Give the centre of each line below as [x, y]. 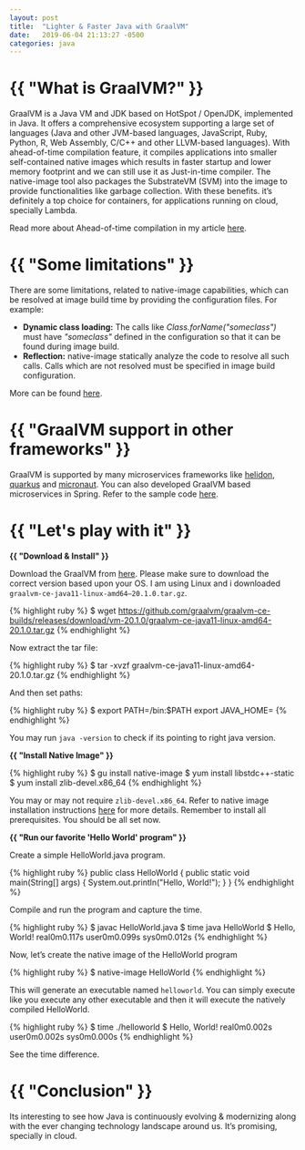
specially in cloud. [43, 1135]
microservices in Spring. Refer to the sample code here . [114, 494]
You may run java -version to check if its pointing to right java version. [142, 738]
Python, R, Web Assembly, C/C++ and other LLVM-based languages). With [150, 143]
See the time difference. [55, 1054]
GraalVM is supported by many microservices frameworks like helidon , [142, 475]
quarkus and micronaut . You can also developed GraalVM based [130, 485]
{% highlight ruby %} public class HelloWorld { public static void [130, 873]
